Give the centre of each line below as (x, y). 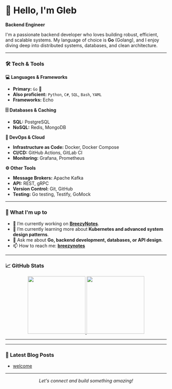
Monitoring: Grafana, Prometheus (49, 158)
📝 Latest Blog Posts (30, 355)
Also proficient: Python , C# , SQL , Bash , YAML (57, 95)
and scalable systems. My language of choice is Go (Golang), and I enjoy (82, 40)
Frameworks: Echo (33, 100)
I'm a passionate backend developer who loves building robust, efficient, (82, 34)
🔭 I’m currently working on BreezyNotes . (56, 223)
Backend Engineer (25, 25)
